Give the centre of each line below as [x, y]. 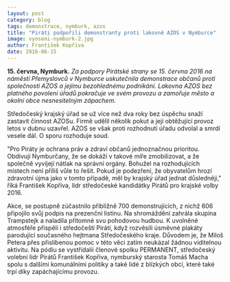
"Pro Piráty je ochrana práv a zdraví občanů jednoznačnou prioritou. [104, 149]
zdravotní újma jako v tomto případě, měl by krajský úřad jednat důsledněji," [114, 178]
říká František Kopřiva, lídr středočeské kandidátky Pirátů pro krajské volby [113, 185]
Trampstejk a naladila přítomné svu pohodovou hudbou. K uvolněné [103, 220]
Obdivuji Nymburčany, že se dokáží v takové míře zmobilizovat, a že [103, 156]
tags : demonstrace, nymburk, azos [57, 26]
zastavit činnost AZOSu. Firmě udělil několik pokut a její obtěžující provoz [111, 121]
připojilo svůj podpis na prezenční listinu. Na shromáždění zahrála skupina [112, 213]
